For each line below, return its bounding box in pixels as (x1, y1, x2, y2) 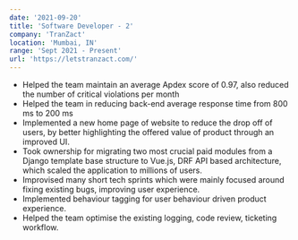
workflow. (21, 222, 59, 233)
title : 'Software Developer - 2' (9, 21, 134, 30)
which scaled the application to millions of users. (21, 165, 203, 176)
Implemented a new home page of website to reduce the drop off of (21, 117, 273, 128)
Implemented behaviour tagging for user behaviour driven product (21, 193, 267, 204)
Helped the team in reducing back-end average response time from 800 (21, 99, 288, 108)
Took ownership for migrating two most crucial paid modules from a (21, 146, 273, 157)
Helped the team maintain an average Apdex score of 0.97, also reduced (21, 80, 289, 90)
